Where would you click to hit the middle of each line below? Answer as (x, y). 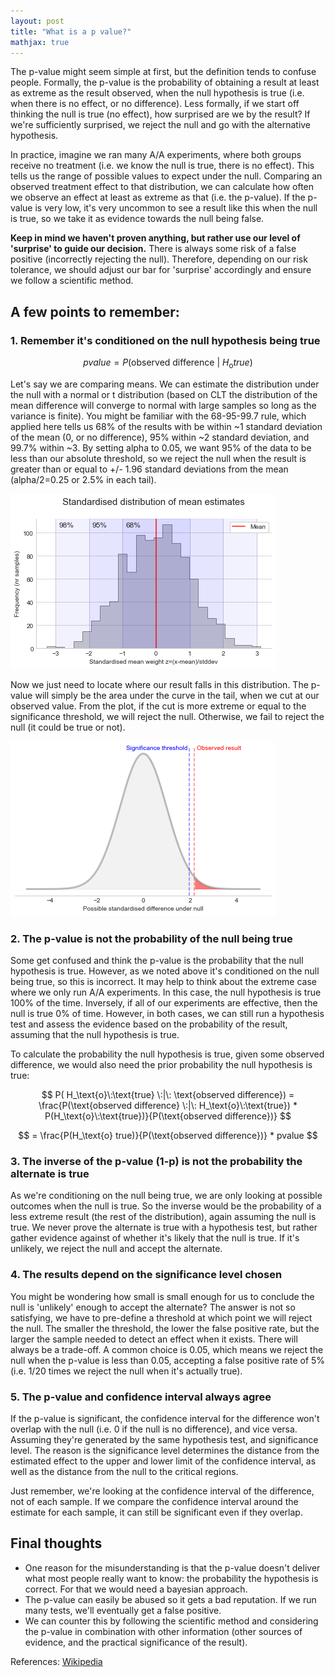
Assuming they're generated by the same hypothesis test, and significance (164, 1440)
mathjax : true (40, 42)
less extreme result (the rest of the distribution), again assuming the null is (163, 1217)
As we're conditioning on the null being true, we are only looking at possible (166, 1196)
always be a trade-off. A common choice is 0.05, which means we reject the (167, 1349)
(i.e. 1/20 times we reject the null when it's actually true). (126, 1371)
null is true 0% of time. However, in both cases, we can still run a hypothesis (167, 1014)
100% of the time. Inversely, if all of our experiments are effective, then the (164, 1003)
